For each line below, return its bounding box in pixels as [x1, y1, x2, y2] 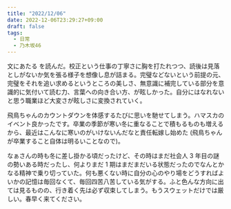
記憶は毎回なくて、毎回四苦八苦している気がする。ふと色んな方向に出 [25, 177, 224, 186]
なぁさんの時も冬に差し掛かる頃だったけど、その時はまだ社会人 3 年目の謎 [7, 152, 219, 159]
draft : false [7, 23, 45, 30]
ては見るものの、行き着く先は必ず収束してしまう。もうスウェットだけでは [7, 186, 219, 194]
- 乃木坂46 [13, 42, 41, 49]
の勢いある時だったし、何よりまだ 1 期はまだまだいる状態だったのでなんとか [7, 160, 225, 168]
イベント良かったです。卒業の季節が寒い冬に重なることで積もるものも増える [7, 120, 224, 128]
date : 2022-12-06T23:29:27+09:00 [7, 17, 103, 23]
